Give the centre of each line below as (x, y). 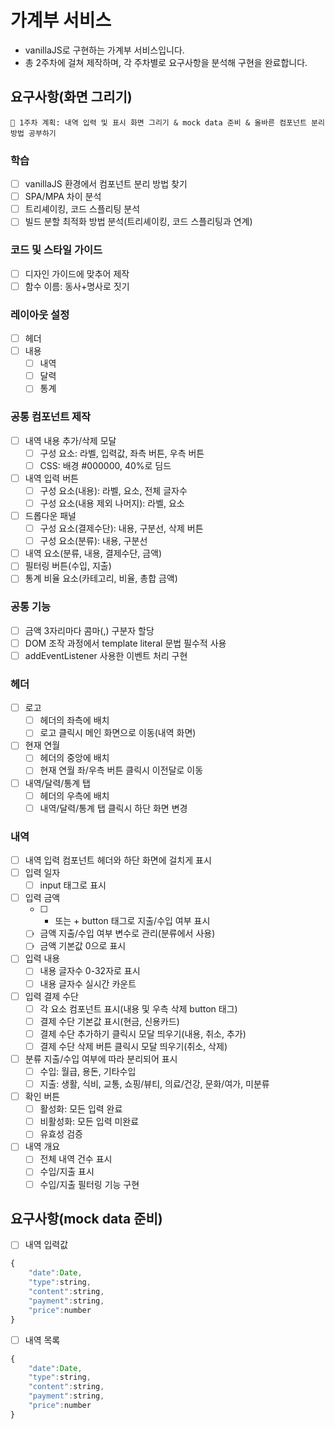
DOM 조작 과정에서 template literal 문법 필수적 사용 (125, 643)
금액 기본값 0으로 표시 (83, 946)
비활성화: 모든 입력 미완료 (89, 1122)
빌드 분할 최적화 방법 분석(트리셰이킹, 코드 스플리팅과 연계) (138, 222)
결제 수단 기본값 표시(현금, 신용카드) (109, 1021)
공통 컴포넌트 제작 (51, 417)
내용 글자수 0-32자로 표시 (90, 971)
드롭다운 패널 (50, 515)
